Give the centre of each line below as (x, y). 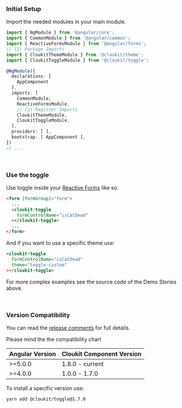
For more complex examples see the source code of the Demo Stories (91, 282)
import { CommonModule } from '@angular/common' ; (69, 38)
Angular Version (32, 353)
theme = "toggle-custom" (39, 265)
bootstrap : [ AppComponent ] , (48, 137)
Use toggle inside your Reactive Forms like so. (62, 187)
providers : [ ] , (31, 132)
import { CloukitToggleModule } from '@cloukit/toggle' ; (78, 60)
